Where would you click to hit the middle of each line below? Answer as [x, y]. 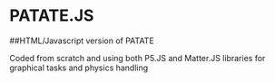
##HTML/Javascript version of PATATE [82, 41]
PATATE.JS [52, 16]
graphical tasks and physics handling [79, 68]
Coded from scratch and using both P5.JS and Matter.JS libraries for [137, 58]
